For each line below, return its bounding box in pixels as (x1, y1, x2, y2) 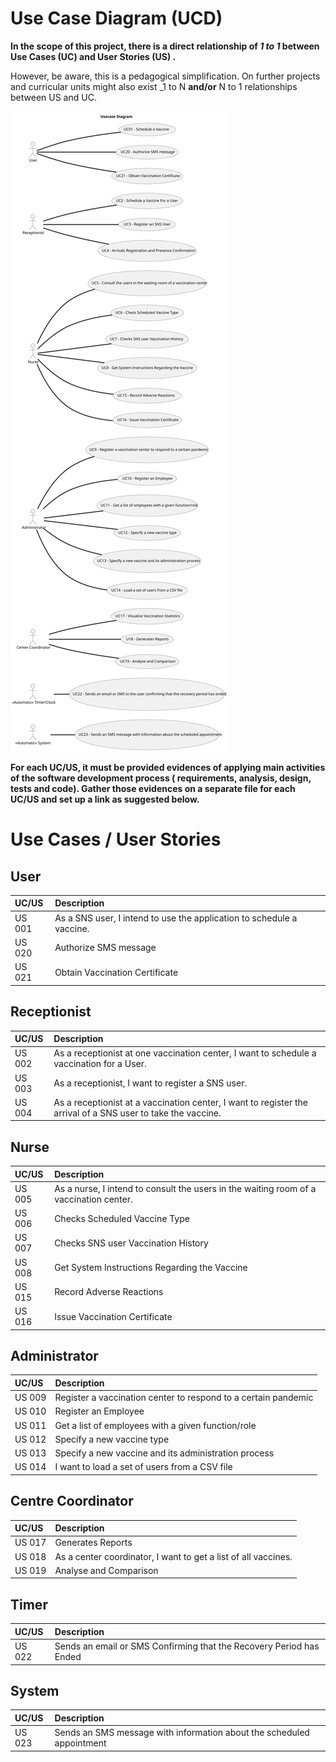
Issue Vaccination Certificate (54, 1310, 173, 1322)
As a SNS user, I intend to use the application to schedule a (54, 912, 298, 924)
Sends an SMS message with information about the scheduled (54, 1727, 310, 1739)
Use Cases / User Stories (10, 828, 222, 851)
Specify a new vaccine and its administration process (54, 1447, 275, 1459)
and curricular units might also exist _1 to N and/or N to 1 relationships (10, 80, 298, 92)
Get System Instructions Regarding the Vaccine (54, 1262, 248, 1274)
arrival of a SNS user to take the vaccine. (53, 1107, 222, 1119)
